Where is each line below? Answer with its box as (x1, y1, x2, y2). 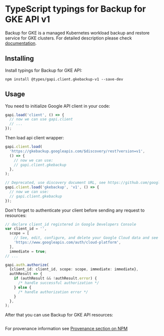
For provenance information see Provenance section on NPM (5, 326, 128, 332)
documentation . (5, 40, 37, 46)
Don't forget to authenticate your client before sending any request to (5, 207, 145, 213)
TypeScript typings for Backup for (5, 3, 146, 15)
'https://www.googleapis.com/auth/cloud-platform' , (14, 240, 121, 245)
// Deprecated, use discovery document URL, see (5, 180, 106, 185)
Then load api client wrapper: (5, 135, 64, 141)
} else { (14, 285, 32, 290)
